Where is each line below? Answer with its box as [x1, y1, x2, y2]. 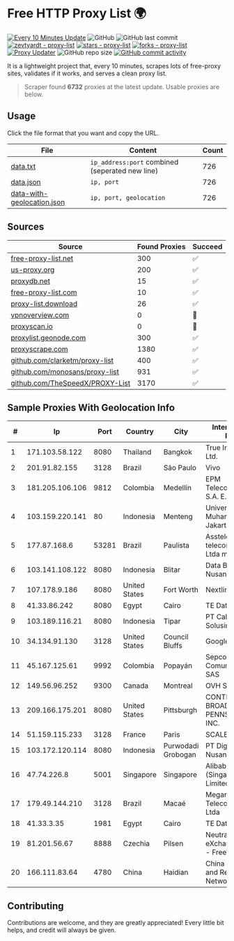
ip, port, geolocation [90, 193, 166, 202]
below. [24, 90, 44, 98]
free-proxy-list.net [10, 253, 74, 263]
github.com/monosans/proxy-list [10, 367, 120, 377]
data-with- [10, 188, 49, 198]
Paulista [163, 541, 190, 550]
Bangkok [163, 447, 193, 457]
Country [125, 427, 155, 437]
